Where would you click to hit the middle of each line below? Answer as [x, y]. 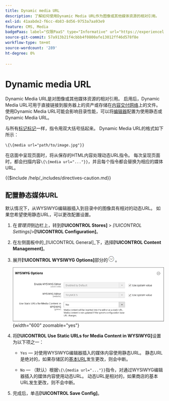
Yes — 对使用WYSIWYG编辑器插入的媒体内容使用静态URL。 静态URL [91, 353]
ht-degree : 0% [20, 53]
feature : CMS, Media [27, 27]
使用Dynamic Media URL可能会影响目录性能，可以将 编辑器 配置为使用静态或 [84, 112]
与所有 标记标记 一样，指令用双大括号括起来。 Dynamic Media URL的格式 [80, 128]
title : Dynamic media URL [32, 11]
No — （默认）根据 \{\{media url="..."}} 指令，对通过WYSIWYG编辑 [91, 370]
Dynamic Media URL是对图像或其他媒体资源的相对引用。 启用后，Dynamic [82, 99]
